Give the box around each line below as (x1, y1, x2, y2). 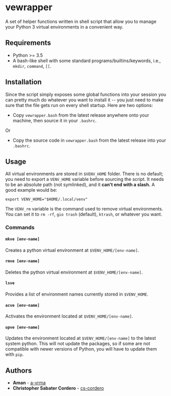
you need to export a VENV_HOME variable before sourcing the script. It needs (5, 176, 164, 182)
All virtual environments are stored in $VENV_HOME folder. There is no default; (5, 171, 163, 177)
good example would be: (5, 187, 58, 193)
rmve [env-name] (5, 259, 40, 264)
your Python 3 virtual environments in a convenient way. (5, 23, 124, 30)
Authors (5, 366, 32, 375)
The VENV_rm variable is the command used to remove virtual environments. (5, 206, 163, 212)
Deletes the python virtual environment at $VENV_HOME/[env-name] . (5, 269, 143, 275)
